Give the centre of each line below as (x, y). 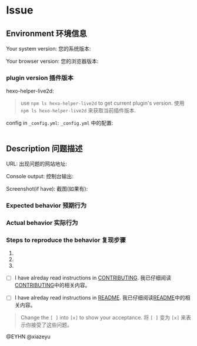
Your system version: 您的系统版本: (49, 49)
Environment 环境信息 (46, 33)
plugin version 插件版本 (40, 78)
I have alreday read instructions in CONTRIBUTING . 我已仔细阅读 (93, 278)
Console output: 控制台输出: (40, 177)
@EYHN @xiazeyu (29, 337)
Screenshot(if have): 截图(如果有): (47, 189)
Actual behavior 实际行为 (42, 222)
